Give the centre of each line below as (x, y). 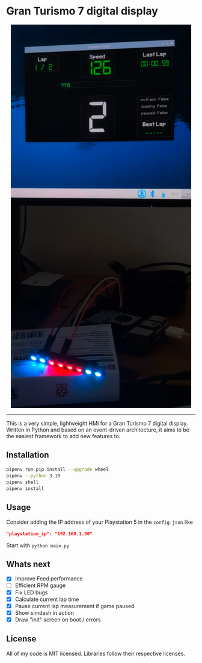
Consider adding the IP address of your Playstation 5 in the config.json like (100, 522)
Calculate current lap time (47, 599)
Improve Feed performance (49, 579)
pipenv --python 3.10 (33, 476)
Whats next (28, 564)
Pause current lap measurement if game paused (75, 606)
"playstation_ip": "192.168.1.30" (50, 534)
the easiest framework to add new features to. (63, 436)
